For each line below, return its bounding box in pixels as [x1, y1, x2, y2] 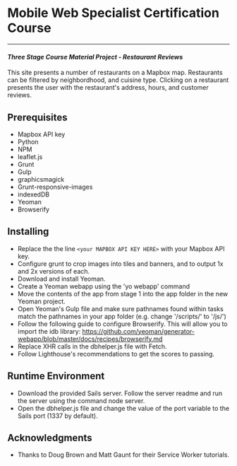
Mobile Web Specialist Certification [7, 5, 220, 21]
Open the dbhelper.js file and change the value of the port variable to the [17, 404, 230, 412]
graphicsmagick [17, 175, 65, 183]
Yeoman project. [17, 297, 66, 305]
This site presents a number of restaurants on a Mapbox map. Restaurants [7, 69, 224, 77]
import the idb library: [17, 327, 81, 335]
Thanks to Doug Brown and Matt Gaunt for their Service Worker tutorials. [17, 450, 229, 459]
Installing [7, 226, 49, 238]
